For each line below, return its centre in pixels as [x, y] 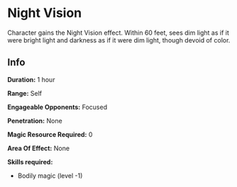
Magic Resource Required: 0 [50, 134]
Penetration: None [35, 120]
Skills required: [30, 161]
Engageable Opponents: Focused [57, 107]
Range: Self [25, 93]
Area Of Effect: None [38, 148]
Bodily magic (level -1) [50, 176]
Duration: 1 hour [31, 79]
